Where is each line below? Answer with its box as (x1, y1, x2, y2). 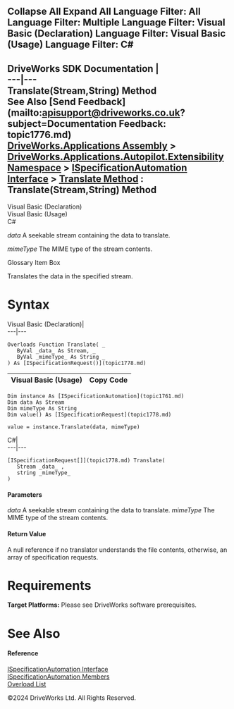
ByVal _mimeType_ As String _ (16, 354, 106, 361)
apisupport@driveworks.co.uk (42, 106, 180, 118)
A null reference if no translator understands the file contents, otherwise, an (7, 545, 228, 554)
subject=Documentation (7, 118, 118, 130)
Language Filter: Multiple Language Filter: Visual (7, 17, 226, 29)
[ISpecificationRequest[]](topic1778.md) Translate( (7, 457, 166, 464)
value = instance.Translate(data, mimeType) (7, 424, 140, 431)
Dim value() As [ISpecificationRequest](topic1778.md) (7, 412, 172, 419)
